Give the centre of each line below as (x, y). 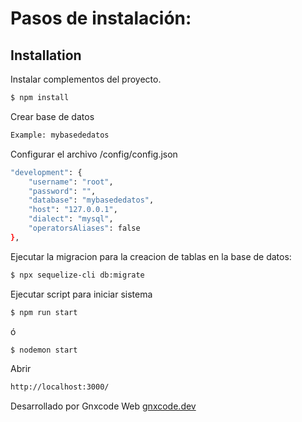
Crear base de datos (52, 116)
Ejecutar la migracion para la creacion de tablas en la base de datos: (151, 256)
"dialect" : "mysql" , (71, 219)
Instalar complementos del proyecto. (86, 79)
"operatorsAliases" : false (84, 228)
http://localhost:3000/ (60, 387)
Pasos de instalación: (101, 18)
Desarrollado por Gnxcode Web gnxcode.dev (103, 406)
